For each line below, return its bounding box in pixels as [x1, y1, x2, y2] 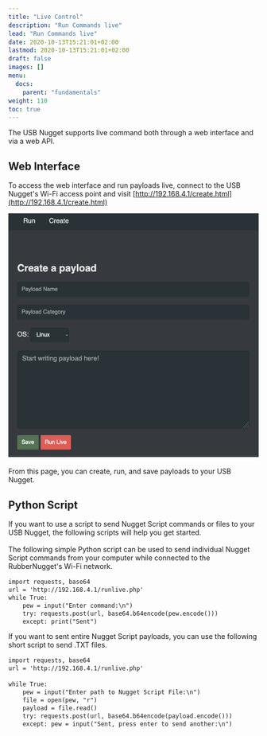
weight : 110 [8, 96, 48, 105]
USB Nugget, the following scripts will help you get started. [8, 528, 202, 537]
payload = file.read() [22, 704, 98, 712]
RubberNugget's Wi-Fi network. [8, 562, 113, 571]
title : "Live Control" [8, 13, 83, 21]
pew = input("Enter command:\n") [22, 602, 133, 610]
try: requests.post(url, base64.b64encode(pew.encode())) [22, 609, 219, 618]
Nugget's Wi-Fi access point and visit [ [8, 189, 136, 199]
